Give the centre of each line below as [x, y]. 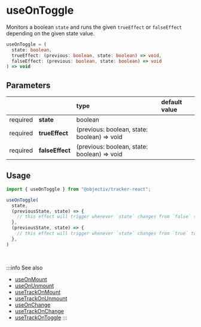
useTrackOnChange [39, 311]
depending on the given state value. [50, 33]
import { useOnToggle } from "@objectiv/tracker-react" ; [79, 189]
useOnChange [33, 305]
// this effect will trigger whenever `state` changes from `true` [103, 234]
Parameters [28, 85]
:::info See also [25, 268]
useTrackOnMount [38, 292]
